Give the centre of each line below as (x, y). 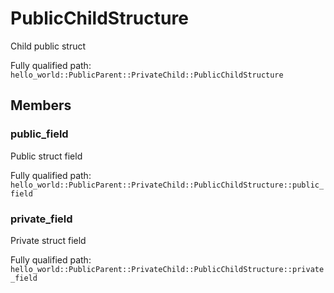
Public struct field (46, 156)
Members (41, 105)
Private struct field (48, 240)
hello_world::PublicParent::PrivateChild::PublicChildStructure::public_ (167, 185)
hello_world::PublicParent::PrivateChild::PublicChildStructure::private (167, 269)
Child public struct (48, 46)
